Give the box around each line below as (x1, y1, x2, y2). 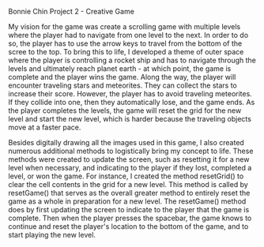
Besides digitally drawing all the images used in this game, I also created (8, 138, 245, 147)
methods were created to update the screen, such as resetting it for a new (8, 155, 250, 164)
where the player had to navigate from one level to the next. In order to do (8, 31, 249, 39)
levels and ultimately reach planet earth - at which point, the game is (8, 64, 232, 73)
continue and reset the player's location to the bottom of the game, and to (8, 222, 249, 231)
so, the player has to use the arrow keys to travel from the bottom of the (8, 39, 243, 48)
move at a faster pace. (8, 122, 81, 132)
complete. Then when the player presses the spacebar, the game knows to (8, 213, 252, 223)
